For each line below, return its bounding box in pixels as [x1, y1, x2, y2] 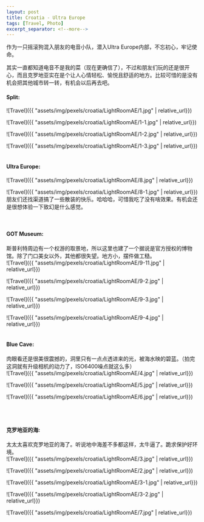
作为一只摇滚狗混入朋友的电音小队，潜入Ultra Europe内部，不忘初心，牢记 [6, 43, 192, 51]
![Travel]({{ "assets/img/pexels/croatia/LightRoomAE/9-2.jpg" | [6, 277, 164, 284]
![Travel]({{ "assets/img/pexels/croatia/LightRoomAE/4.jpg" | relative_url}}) [6, 370, 193, 377]
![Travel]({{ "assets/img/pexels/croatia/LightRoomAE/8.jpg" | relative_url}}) [6, 176, 193, 183]
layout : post [6, 9, 39, 15]
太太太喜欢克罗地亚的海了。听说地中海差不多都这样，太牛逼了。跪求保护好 [6, 441, 192, 448]
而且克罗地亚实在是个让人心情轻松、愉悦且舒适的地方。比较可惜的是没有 [16, 71, 198, 79]
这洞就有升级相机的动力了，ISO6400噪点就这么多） [6, 363, 135, 370]
